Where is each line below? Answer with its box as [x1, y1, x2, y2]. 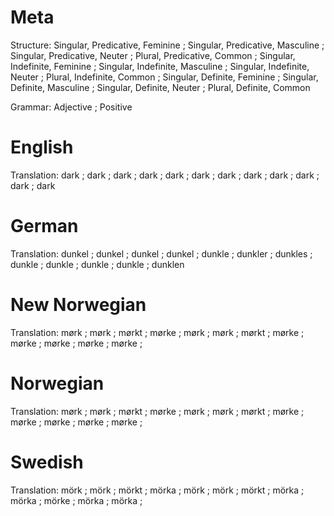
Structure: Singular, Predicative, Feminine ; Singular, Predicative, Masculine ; [10, 39, 325, 51]
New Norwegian [10, 294, 147, 316]
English [10, 136, 74, 159]
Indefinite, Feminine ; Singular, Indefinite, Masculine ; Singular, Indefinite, [10, 60, 310, 72]
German [10, 215, 79, 238]
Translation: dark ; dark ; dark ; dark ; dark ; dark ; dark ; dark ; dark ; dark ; [10, 169, 320, 181]
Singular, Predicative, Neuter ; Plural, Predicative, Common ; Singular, [10, 49, 296, 61]
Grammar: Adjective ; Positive [10, 101, 133, 113]
